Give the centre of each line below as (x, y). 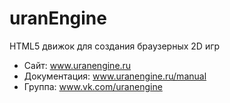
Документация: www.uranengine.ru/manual (115, 76)
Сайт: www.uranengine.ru (77, 65)
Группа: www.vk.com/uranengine (93, 86)
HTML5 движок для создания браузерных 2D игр (115, 46)
